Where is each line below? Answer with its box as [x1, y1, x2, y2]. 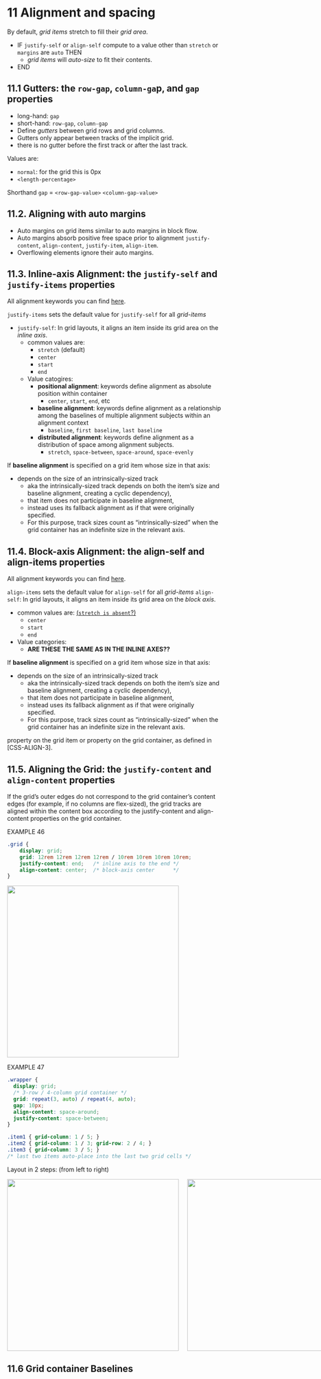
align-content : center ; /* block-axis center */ [19, 866, 180, 874]
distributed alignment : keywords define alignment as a [37, 433, 194, 441]
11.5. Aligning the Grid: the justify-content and [7, 763, 211, 775]
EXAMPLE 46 [7, 828, 45, 836]
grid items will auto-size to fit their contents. [27, 55, 152, 63]
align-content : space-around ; [13, 1108, 99, 1115]
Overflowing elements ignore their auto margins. [16, 248, 154, 256]
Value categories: [16, 638, 67, 646]
